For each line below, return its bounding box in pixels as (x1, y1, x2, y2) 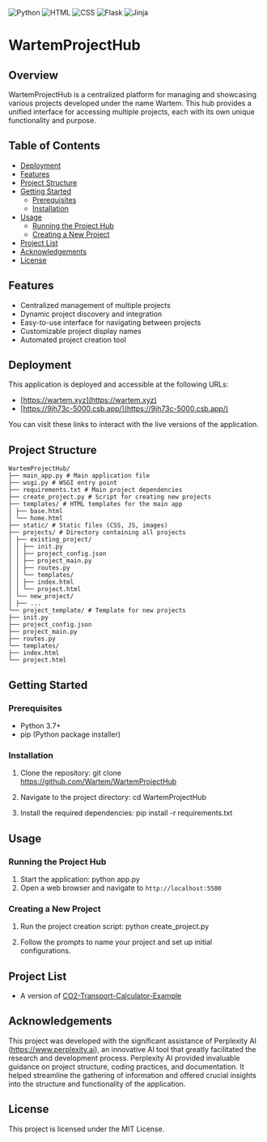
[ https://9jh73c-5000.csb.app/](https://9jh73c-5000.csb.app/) (19, 404, 229, 413)
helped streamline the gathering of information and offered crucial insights (8, 1070, 256, 1080)
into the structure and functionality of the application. (8, 1079, 186, 1089)
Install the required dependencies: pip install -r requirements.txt (19, 808, 233, 818)
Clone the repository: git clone (19, 768, 121, 778)
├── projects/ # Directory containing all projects (8, 528, 186, 537)
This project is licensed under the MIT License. (8, 1123, 165, 1134)
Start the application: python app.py (19, 874, 140, 883)
